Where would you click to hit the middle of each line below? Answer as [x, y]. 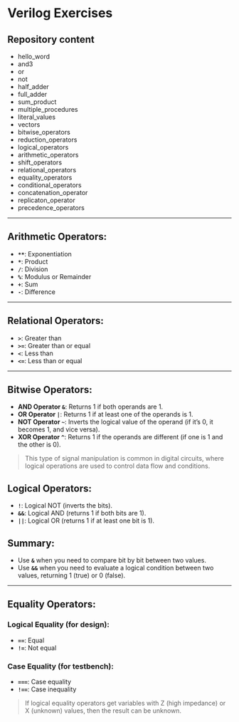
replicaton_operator [47, 200]
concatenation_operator [53, 193]
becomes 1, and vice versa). [59, 429]
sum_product [37, 102]
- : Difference [36, 292]
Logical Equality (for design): [59, 624]
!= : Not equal [37, 648]
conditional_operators [49, 185]
